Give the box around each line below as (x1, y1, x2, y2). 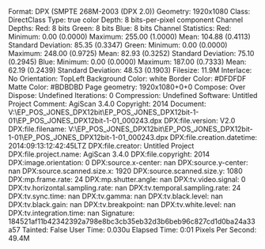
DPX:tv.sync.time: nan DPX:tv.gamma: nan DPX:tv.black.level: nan (8, 191, 224, 201)
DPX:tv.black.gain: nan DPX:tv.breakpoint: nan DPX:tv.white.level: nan (8, 200, 236, 209)
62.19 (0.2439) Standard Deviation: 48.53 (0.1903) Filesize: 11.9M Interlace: (8, 66, 252, 74)
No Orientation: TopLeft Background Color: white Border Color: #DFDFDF (8, 74, 247, 83)
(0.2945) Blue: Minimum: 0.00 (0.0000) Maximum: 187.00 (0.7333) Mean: (8, 57, 247, 66)
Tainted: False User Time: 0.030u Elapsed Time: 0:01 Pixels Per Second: (22, 225, 257, 234)
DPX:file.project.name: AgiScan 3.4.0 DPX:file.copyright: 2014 (8, 149, 210, 159)
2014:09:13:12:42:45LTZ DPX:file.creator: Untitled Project (8, 141, 195, 150)
